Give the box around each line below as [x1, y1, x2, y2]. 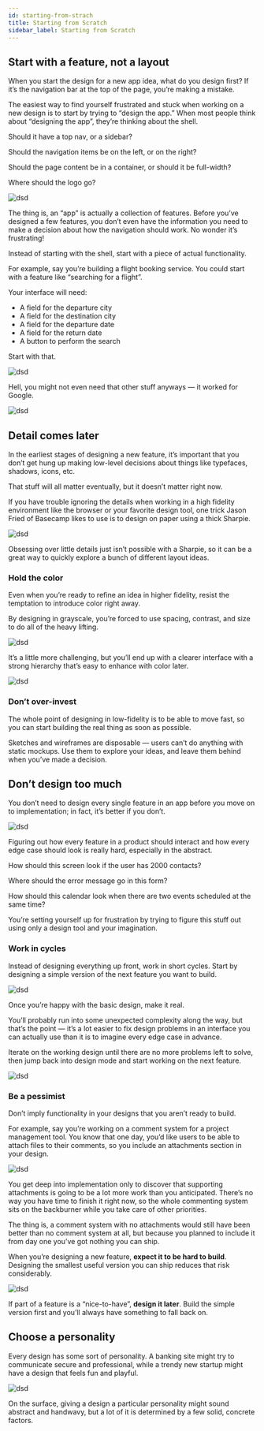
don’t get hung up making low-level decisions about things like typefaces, [8, 458, 248, 468]
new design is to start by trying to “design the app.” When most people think [8, 108, 256, 118]
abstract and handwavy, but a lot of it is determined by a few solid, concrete [8, 1407, 255, 1416]
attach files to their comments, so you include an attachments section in [8, 1141, 242, 1150]
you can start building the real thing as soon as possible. [8, 722, 191, 732]
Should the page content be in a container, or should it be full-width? [8, 162, 232, 172]
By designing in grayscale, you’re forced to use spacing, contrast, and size [8, 614, 251, 624]
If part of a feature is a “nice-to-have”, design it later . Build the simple [8, 1299, 235, 1309]
